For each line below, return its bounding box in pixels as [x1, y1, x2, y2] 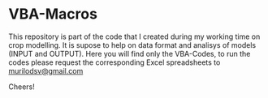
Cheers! [8, 82, 35, 92]
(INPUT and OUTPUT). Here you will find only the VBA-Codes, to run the [8, 49, 251, 58]
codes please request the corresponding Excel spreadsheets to [8, 58, 221, 67]
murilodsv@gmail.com [8, 66, 84, 75]
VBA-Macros [8, 5, 97, 23]
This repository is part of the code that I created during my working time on [8, 32, 261, 41]
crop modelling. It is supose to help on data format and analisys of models [8, 40, 257, 49]
